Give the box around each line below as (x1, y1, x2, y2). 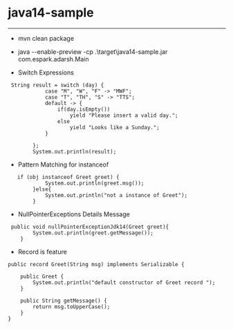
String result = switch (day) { (10, 82, 104, 88)
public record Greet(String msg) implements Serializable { (8, 261, 185, 267)
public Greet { (20, 273, 64, 280)
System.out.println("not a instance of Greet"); (44, 191, 188, 198)
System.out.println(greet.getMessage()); (32, 229, 154, 236)
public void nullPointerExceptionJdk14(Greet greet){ (10, 223, 169, 230)
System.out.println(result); (32, 148, 117, 155)
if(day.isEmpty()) (57, 106, 111, 113)
